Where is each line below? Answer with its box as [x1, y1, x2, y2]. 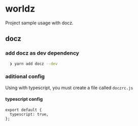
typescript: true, [10, 112, 49, 117]
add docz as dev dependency [5, 50, 80, 57]
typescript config [5, 96, 43, 102]
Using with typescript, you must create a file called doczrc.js [5, 85, 133, 91]
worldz [5, 3, 36, 15]
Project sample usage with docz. [5, 20, 74, 26]
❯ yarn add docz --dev [10, 61, 58, 66]
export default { [5, 107, 42, 112]
